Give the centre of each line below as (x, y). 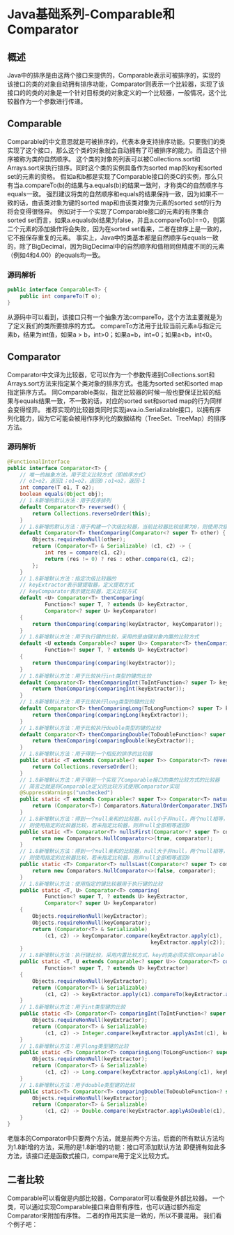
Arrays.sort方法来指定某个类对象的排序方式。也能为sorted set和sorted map (115, 383)
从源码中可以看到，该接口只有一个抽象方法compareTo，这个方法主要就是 (112, 317)
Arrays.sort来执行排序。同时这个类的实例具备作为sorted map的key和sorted (115, 168)
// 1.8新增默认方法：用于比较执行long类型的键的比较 (87, 702)
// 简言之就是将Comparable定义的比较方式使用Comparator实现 (100, 787)
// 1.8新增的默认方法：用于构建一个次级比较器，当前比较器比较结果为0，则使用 (119, 527)
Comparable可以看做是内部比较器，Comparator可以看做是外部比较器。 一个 (116, 1198)
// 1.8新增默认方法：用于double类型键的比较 (77, 1085)
